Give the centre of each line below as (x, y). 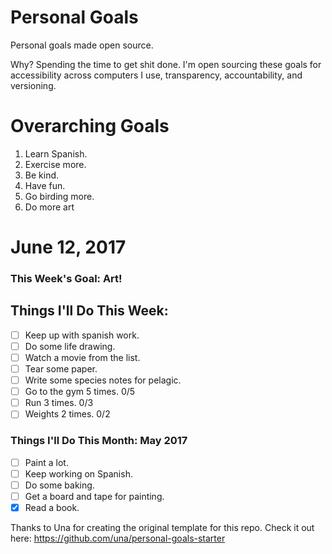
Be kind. (42, 175)
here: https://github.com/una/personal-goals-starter (118, 538)
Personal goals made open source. (82, 45)
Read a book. (52, 507)
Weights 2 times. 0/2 (67, 414)
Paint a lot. (46, 462)
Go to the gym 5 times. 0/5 (80, 392)
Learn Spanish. (56, 153)
